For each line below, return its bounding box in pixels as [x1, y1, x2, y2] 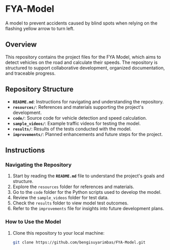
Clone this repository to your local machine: [12, 230, 105, 236]
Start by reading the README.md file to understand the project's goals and [12, 173, 164, 179]
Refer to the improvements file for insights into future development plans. [12, 206, 164, 212]
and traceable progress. [5, 70, 56, 76]
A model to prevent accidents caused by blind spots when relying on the [5, 20, 158, 26]
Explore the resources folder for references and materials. [12, 184, 134, 190]
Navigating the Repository [5, 161, 72, 168]
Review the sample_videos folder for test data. [12, 195, 109, 201]
